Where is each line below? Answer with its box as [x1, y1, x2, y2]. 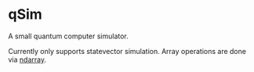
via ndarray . [8, 55, 47, 64]
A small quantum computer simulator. [8, 31, 129, 41]
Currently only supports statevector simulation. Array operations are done [8, 46, 247, 56]
